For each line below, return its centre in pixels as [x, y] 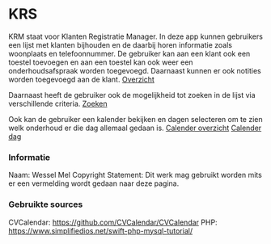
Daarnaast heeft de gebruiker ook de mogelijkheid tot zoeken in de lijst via [132, 95]
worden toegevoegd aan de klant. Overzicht [82, 79]
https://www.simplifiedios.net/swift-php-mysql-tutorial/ [100, 230]
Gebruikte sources [46, 204]
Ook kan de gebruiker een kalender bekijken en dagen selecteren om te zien [135, 119]
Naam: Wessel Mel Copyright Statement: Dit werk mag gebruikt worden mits [135, 175]
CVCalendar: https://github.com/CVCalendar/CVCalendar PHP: [113, 222]
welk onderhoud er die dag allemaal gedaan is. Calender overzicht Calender [135, 128]
